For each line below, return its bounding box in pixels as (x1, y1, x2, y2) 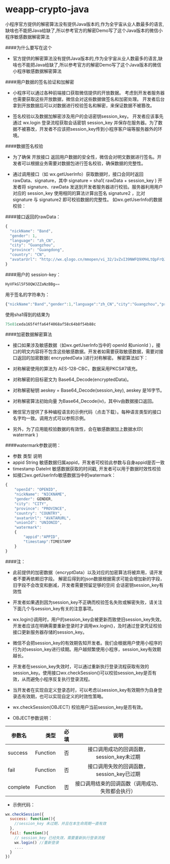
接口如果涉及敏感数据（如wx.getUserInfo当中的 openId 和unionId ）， (12, 342, 156, 348)
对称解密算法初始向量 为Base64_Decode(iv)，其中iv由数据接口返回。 (12, 398, 157, 404)
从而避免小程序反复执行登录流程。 (21, 676, 93, 682)
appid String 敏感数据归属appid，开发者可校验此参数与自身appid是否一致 (12, 459, 165, 466)
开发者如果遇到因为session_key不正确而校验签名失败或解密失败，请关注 (12, 599, 163, 605)
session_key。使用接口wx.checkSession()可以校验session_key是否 (12, 670, 152, 676)
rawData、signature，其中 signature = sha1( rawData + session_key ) (12, 177, 157, 184)
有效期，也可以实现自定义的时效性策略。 (21, 693, 106, 699)
